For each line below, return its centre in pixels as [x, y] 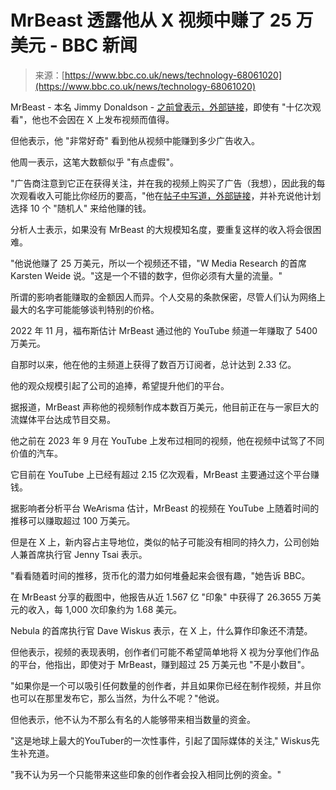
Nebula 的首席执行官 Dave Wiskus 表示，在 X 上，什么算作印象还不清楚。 [161, 630]
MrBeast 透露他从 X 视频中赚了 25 [151, 20]
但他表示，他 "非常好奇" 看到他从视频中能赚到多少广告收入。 [135, 140]
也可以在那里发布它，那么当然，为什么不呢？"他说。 [117, 698]
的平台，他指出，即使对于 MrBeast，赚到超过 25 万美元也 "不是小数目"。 [160, 664]
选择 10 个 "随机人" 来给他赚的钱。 [81, 208]
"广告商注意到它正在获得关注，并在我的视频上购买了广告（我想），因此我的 [163, 183]
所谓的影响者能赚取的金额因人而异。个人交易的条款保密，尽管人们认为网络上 [168, 297]
